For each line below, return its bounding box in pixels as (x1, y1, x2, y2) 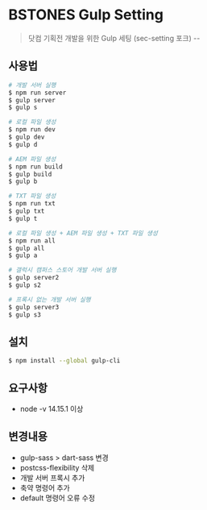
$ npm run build (8, 163, 63, 171)
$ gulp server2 (8, 274, 60, 282)
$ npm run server (8, 89, 67, 97)
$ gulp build (8, 170, 52, 178)
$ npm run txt (8, 200, 56, 208)
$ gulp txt (8, 207, 45, 215)
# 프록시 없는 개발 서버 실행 (8, 296, 91, 304)
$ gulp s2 (8, 281, 42, 289)
